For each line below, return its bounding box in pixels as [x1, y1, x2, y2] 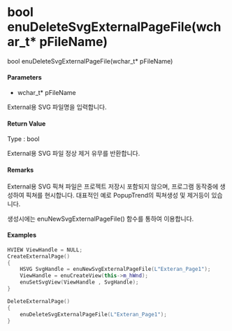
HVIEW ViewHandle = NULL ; [7, 246, 82, 253]
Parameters [7, 73, 42, 81]
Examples [7, 231, 37, 240]
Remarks [7, 165, 34, 174]
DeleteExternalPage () [7, 297, 71, 304]
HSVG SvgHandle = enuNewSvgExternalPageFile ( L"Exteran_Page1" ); [20, 266, 211, 273]
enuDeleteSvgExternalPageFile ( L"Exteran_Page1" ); [20, 311, 168, 318]
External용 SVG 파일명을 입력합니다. [7, 103, 107, 112]
